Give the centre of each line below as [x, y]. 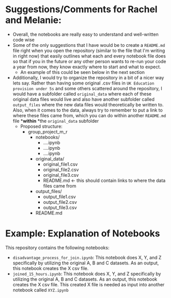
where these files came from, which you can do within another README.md [89, 115]
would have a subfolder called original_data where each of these [82, 94]
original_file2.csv [61, 170]
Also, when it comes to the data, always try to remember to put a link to [88, 110]
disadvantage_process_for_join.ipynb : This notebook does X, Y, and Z [87, 257]
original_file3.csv [61, 175]
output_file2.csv [60, 202]
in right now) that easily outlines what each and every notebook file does [89, 56]
